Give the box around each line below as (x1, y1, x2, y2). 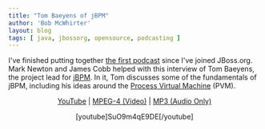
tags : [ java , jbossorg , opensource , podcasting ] (8, 33, 181, 42)
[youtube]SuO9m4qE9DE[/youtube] (75, 112, 194, 122)
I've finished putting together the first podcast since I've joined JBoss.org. (8, 56, 253, 65)
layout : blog (8, 26, 52, 34)
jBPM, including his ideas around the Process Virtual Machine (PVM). (8, 81, 236, 91)
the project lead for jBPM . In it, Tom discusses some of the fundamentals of (8, 72, 258, 82)
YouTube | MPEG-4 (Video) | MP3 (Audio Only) (57, 96, 212, 106)
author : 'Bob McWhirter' (8, 19, 91, 27)
